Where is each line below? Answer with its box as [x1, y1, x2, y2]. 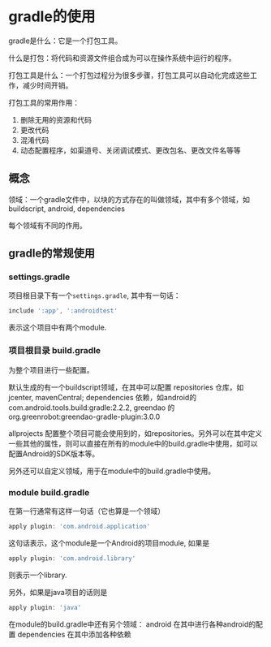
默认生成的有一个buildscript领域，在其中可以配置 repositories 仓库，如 [8, 382, 244, 392]
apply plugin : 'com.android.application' [8, 522, 151, 530]
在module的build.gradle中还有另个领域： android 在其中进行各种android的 [8, 619, 256, 629]
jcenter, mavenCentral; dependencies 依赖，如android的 [8, 392, 197, 402]
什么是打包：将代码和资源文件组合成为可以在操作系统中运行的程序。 [8, 53, 236, 63]
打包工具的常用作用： [8, 97, 80, 107]
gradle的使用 [8, 7, 96, 26]
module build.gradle [8, 486, 90, 498]
